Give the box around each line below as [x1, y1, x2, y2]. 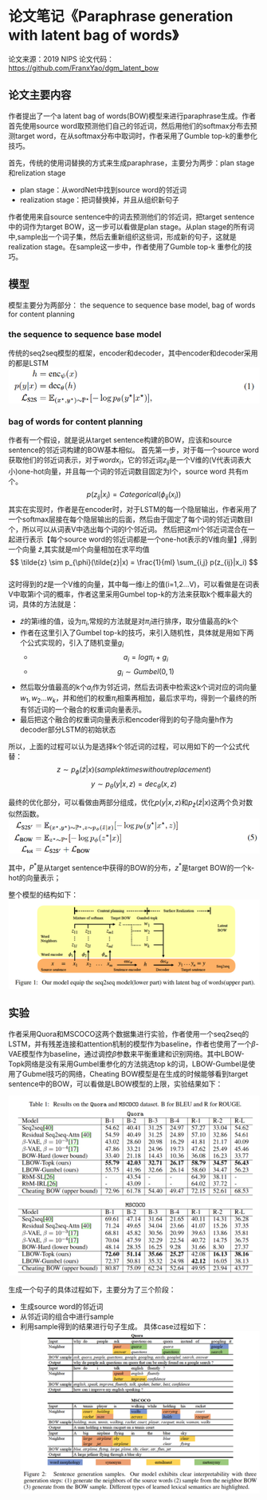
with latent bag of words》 [8, 26, 179, 45]
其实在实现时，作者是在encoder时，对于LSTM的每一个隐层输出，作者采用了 [8, 505, 257, 514]
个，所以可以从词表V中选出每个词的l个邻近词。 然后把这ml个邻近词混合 [8, 525, 241, 534]
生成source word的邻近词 [19, 1302, 104, 1312]
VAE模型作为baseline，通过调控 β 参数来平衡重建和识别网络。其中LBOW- [8, 1049, 245, 1058]
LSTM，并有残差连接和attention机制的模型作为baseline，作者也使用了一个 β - [8, 1039, 259, 1049]
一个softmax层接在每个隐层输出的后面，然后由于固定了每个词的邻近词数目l [8, 514, 253, 524]
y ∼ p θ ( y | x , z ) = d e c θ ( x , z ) [91, 780, 177, 791]
